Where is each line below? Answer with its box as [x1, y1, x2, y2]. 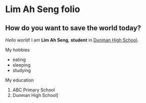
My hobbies [5, 47, 30, 53]
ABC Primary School [12, 87, 55, 93]
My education [5, 77, 34, 83]
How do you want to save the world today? [5, 24, 141, 32]
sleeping [12, 62, 31, 68]
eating [12, 57, 26, 63]
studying [12, 67, 31, 73]
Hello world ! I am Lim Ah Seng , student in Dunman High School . [5, 37, 139, 43]
